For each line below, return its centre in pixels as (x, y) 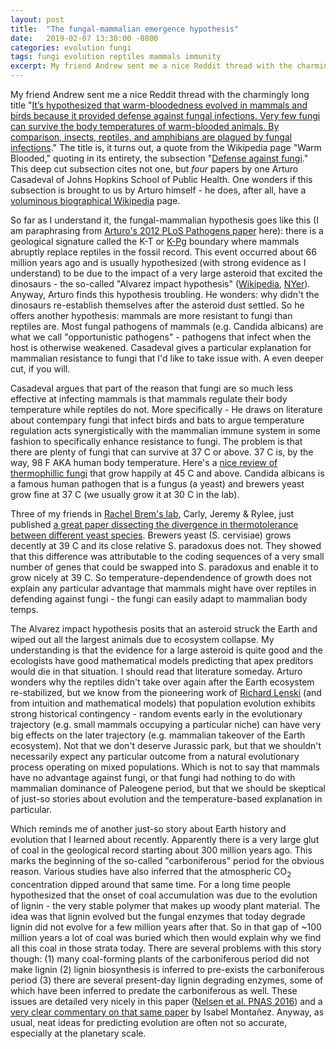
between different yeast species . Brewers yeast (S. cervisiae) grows (151, 535)
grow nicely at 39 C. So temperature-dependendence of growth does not (161, 577)
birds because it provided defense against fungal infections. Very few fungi (165, 115)
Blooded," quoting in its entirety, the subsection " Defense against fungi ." (159, 158)
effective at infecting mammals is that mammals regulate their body (149, 399)
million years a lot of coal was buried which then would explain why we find (166, 937)
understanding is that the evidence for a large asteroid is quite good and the (167, 650)
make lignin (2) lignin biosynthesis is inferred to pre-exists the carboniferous (167, 969)
